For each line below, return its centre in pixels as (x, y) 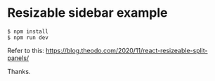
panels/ (18, 58)
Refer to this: (26, 50)
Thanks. (19, 71)
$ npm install (28, 31)
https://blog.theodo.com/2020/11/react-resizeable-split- (126, 50)
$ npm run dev (28, 37)
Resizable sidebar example (87, 13)
